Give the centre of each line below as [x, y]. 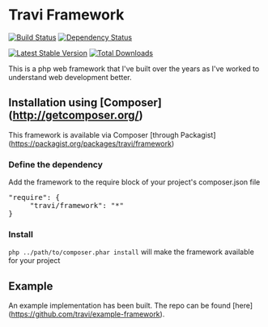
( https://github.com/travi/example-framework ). [87, 314]
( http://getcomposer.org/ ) [76, 115]
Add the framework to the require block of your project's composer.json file [134, 182]
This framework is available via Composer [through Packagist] [112, 134]
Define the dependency [56, 164]
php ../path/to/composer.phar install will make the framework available [132, 252]
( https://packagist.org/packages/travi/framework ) [91, 143]
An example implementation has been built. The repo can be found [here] [131, 306]
